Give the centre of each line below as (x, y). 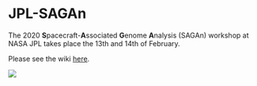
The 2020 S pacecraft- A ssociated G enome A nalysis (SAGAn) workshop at (128, 35)
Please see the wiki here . (49, 59)
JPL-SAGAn (47, 14)
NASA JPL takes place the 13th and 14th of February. (94, 43)
